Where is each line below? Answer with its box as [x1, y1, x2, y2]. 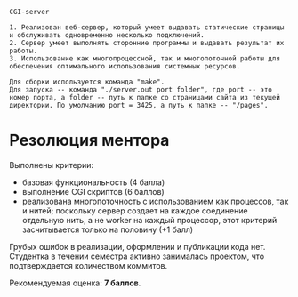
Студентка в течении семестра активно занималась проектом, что [9, 251, 265, 261]
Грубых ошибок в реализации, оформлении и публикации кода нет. [9, 241, 266, 252]
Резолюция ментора [9, 131, 170, 150]
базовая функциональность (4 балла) [21, 177, 165, 188]
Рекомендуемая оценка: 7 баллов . [9, 277, 141, 288]
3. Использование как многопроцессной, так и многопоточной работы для [9, 54, 280, 63]
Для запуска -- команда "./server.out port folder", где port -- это [9, 85, 273, 94]
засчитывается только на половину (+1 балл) [21, 224, 194, 235]
